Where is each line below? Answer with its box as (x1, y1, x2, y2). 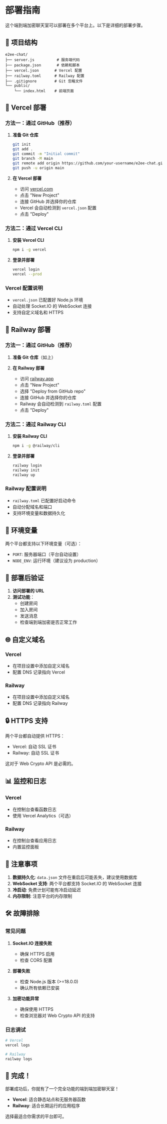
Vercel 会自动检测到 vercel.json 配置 (19, 205, 96, 211)
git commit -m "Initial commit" (12, 151, 80, 156)
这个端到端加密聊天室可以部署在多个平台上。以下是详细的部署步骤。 (5, 22, 145, 28)
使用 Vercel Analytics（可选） (12, 812, 74, 818)
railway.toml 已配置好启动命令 (12, 497, 76, 503)
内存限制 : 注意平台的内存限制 (12, 893, 72, 899)
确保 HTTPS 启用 (19, 951, 55, 957)
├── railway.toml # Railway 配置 (5, 73, 84, 78)
